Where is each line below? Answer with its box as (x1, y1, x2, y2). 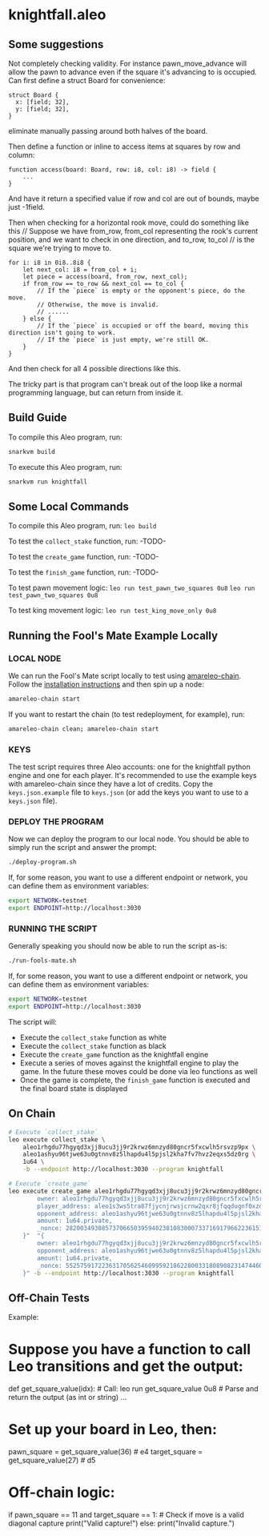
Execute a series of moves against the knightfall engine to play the (19, 1058, 239, 1068)
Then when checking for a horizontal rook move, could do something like (8, 218, 250, 227)
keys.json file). (8, 796, 58, 806)
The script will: (8, 1017, 58, 1026)
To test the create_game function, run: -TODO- (8, 552, 159, 562)
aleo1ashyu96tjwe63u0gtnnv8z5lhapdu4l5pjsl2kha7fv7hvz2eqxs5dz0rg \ (22, 1150, 256, 1158)
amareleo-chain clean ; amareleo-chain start (8, 724, 159, 733)
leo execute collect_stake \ (8, 1135, 106, 1144)
